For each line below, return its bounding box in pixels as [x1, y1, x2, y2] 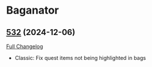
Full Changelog [6, 43, 44, 50]
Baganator [6, 4, 59, 17]
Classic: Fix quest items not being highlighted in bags [14, 55, 146, 61]
